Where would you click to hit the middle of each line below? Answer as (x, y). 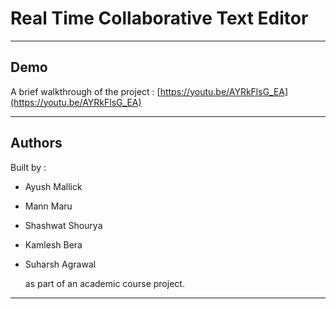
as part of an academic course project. (104, 283)
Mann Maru (48, 206)
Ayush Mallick (53, 186)
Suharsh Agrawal (60, 264)
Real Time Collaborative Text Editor (159, 18)
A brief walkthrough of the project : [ (85, 91)
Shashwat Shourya (63, 225)
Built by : (28, 167)
